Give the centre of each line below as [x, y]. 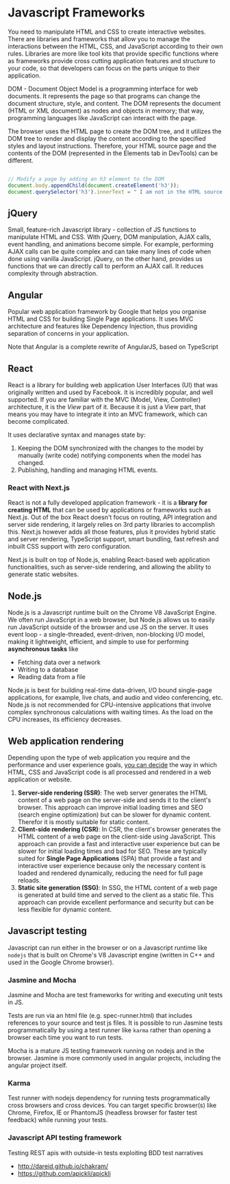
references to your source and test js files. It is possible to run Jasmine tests [115, 1023]
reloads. [29, 880]
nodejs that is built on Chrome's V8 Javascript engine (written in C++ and [111, 955]
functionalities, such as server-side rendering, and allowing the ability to [110, 567]
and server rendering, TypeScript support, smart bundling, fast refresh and [113, 539]
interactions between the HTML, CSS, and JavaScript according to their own [115, 46]
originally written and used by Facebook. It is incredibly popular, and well [111, 392]
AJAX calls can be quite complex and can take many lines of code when [110, 251]
